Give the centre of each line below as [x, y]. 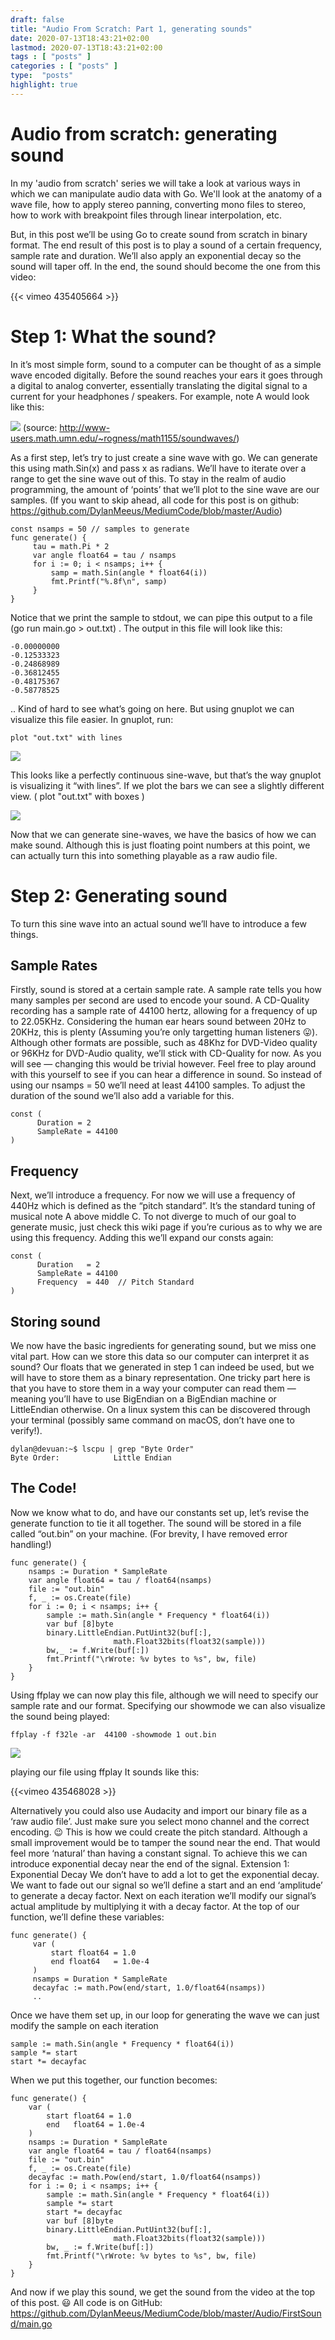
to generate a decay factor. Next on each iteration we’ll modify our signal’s [163, 1895]
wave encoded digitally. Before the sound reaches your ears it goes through [166, 375]
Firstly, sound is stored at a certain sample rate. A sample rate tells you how [166, 990]
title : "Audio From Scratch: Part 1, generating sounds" [131, 29]
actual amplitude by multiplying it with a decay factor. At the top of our [155, 1906]
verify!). [26, 1430]
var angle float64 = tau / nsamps [104, 555]
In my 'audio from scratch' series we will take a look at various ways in [155, 183]
